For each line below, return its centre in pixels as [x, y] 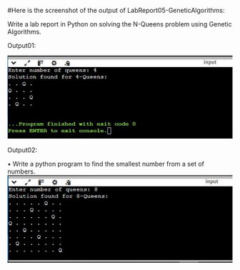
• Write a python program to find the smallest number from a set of [106, 164]
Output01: [22, 45]
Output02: [22, 150]
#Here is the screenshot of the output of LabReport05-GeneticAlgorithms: [116, 10]
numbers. [21, 171]
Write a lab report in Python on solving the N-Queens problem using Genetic [120, 24]
